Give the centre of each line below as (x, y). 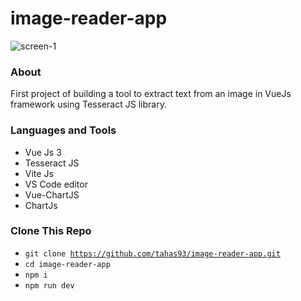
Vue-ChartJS (52, 194)
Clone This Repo (51, 231)
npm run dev (49, 285)
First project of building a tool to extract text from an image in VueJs (151, 94)
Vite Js (39, 173)
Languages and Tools (63, 130)
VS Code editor (56, 184)
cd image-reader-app (67, 264)
